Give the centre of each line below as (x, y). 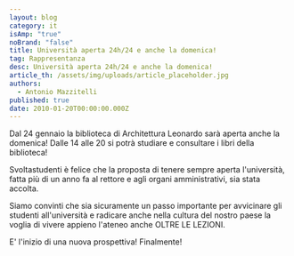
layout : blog (33, 17)
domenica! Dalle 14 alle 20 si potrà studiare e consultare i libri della (132, 143)
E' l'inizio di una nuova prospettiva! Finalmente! (96, 242)
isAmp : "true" (36, 34)
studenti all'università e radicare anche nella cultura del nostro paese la (140, 215)
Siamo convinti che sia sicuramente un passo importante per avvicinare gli (146, 206)
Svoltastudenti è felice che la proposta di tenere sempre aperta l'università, (147, 170)
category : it (33, 26)
